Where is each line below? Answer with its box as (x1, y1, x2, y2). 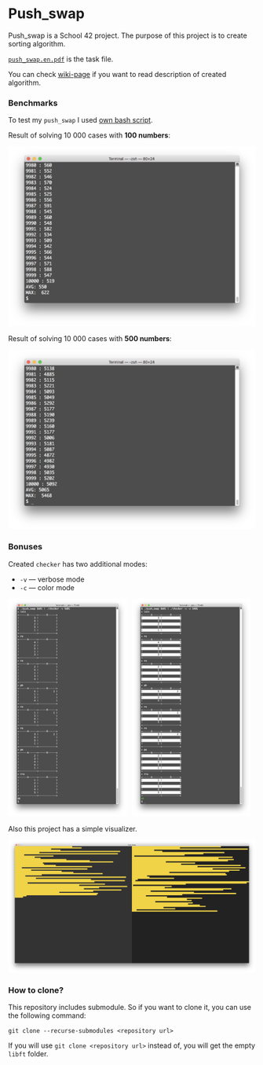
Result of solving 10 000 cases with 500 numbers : (8, 333, 172, 343)
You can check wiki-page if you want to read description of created (8, 69, 227, 79)
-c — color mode (19, 582, 75, 592)
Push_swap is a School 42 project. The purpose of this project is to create (8, 31, 247, 40)
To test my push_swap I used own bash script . (8, 116, 153, 125)
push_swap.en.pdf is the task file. (8, 54, 114, 64)
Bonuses (8, 542, 43, 553)
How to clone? (8, 984, 64, 995)
